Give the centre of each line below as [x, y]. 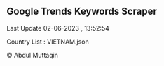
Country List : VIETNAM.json [48, 42]
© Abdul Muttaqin [33, 55]
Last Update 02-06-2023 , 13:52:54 [58, 28]
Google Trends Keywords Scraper [82, 11]
